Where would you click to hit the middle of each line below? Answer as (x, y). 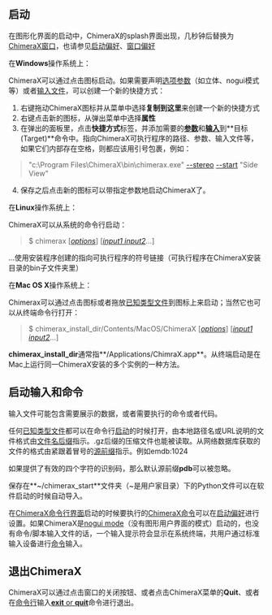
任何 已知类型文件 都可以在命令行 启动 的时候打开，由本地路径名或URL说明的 (133, 431)
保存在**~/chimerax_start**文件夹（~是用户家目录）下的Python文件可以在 (133, 485)
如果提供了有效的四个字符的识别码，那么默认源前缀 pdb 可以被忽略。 (122, 468)
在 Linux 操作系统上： (43, 207)
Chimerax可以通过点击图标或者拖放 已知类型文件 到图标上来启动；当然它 (128, 302)
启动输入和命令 (46, 392)
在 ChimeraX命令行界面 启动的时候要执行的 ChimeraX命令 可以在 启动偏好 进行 (134, 513)
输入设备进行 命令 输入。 (47, 544)
